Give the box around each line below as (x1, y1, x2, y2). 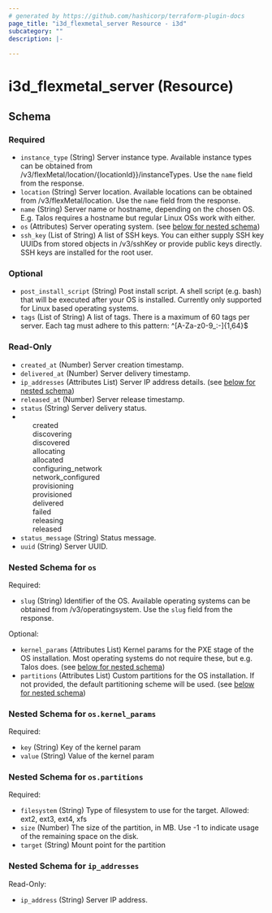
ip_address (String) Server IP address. (19, 894, 148, 904)
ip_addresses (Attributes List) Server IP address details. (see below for (19, 377, 256, 387)
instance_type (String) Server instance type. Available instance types (19, 152, 252, 162)
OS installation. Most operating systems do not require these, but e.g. (19, 653, 253, 663)
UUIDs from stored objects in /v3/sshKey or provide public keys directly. (19, 239, 262, 248)
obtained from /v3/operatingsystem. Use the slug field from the (19, 604, 233, 614)
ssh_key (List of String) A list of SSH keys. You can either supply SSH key (19, 230, 265, 240)
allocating (32, 446, 66, 456)
